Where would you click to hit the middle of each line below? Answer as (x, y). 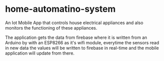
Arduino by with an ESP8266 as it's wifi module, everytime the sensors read (82, 42)
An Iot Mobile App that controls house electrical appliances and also (74, 23)
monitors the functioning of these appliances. (51, 28)
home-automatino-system (60, 9)
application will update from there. (40, 53)
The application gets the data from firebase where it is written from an (76, 37)
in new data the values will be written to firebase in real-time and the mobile (82, 48)
